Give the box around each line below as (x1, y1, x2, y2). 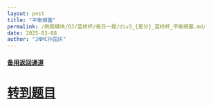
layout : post (7, 10, 45, 17)
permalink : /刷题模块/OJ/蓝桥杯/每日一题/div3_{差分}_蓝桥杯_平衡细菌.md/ (7, 23, 206, 30)
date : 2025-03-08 (7, 29, 57, 37)
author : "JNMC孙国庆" (7, 36, 66, 43)
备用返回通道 (7, 58, 44, 67)
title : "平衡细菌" (7, 17, 57, 24)
